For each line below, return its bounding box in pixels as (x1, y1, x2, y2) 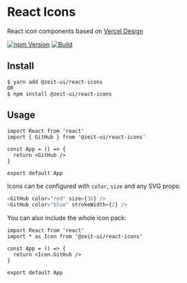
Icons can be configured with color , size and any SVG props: (7, 182, 181, 190)
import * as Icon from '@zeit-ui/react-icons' (7, 233, 143, 240)
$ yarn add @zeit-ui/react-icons (7, 78, 103, 85)
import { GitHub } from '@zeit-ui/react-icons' (7, 134, 146, 140)
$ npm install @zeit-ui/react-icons (7, 90, 112, 97)
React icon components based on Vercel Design (7, 27, 144, 35)
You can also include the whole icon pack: (7, 214, 127, 222)
